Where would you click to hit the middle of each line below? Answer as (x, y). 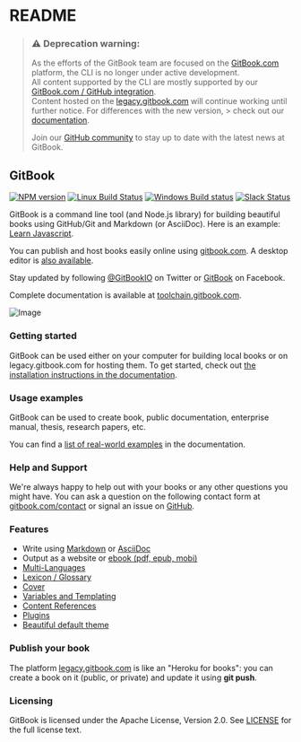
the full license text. (46, 730)
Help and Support (48, 467)
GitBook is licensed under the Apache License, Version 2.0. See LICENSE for (150, 720)
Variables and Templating (69, 597)
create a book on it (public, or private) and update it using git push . (133, 677)
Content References (59, 606)
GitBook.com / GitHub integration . (94, 92)
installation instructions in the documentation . (93, 374)
